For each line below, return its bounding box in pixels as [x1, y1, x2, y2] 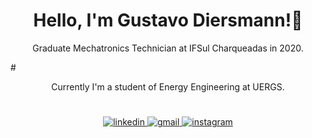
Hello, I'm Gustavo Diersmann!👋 [33, 9, 303, 32]
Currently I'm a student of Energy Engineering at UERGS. [51, 80, 285, 93]
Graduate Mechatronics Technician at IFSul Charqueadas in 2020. [32, 42, 304, 54]
